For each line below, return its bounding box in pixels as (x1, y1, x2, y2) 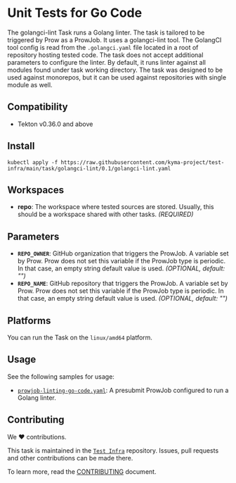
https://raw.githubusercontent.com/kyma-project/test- (60, 158, 225, 166)
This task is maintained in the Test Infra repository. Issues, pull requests (7, 446, 219, 455)
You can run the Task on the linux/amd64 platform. (7, 333, 153, 341)
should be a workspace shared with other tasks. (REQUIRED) (17, 210, 194, 219)
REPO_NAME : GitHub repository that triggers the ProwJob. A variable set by (17, 280, 228, 288)
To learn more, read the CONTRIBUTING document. (7, 467, 157, 476)
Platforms (7, 315, 51, 327)
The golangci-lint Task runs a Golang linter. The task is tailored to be (7, 28, 205, 37)
